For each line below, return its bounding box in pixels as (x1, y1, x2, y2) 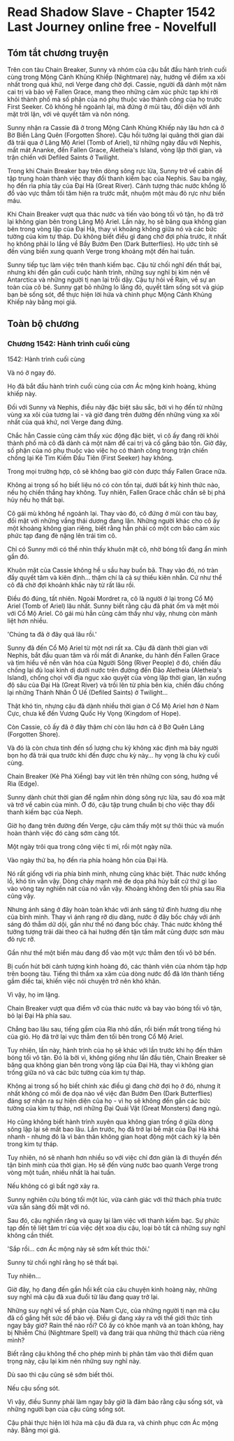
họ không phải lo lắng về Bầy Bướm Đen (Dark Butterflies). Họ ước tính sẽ (7, 240, 219, 248)
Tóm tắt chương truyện (7, 47, 109, 59)
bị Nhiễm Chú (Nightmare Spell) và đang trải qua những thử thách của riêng (7, 1328, 225, 1337)
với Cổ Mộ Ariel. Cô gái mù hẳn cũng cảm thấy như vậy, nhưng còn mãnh (7, 609, 218, 617)
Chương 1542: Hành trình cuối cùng (7, 339, 131, 349)
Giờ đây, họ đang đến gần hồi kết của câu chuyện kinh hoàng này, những (7, 1285, 218, 1294)
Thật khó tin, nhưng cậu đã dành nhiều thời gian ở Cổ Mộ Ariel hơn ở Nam (7, 702, 219, 710)
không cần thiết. (7, 1231, 54, 1239)
